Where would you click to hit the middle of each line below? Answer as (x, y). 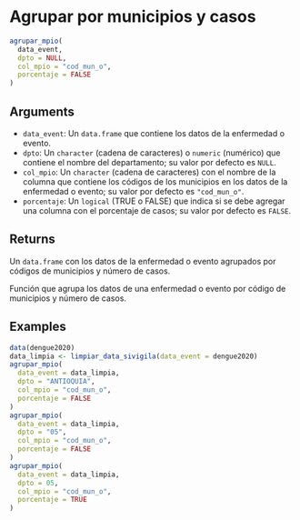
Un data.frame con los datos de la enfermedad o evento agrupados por (143, 261)
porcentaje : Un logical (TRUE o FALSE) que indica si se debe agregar (154, 201)
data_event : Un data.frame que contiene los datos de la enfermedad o (153, 133)
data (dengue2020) (42, 347)
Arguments (42, 111)
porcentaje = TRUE (53, 500)
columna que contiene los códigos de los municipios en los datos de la (155, 182)
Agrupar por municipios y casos (133, 17)
